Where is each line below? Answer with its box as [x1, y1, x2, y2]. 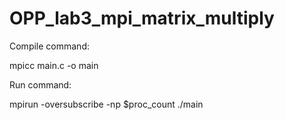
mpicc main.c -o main [9, 59, 99, 71]
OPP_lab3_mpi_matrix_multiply [9, 7, 275, 30]
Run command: [9, 78, 72, 91]
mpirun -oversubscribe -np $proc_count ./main [9, 98, 204, 110]
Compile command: [9, 40, 90, 52]
